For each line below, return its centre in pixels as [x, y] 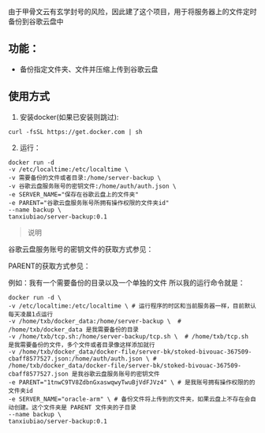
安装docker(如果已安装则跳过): [69, 117]
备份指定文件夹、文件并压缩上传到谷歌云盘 [89, 69]
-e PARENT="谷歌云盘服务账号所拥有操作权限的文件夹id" [89, 203]
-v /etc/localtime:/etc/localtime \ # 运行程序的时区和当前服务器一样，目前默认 [132, 306]
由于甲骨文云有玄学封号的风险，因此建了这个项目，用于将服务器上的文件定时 [132, 11]
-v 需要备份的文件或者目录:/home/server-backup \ [85, 177]
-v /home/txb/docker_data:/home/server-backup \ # [95, 321]
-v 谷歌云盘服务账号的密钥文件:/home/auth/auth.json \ [92, 186]
